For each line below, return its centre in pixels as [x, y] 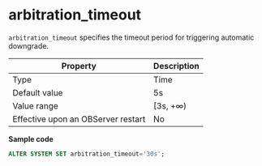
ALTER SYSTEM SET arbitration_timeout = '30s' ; [86, 154]
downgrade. [28, 45]
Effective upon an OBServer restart [79, 119]
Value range [35, 105]
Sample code [31, 138]
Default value [38, 92]
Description [176, 66]
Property [79, 66]
